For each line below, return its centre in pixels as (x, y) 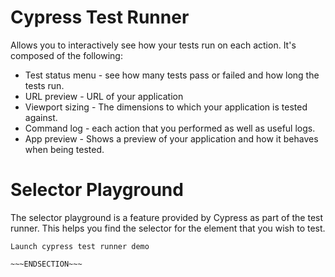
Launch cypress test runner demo (80, 246)
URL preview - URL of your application (104, 96)
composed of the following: (66, 55)
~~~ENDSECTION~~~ (46, 264)
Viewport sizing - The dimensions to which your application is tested (166, 107)
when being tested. (64, 149)
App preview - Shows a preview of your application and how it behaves (171, 138)
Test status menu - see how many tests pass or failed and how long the (172, 75)
